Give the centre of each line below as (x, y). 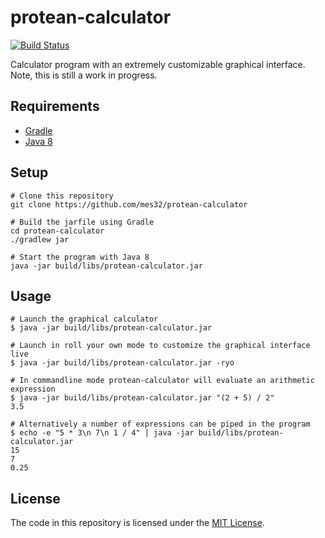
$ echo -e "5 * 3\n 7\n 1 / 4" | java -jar (102, 433)
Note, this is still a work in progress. (84, 75)
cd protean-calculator (57, 231)
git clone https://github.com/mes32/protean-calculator (129, 204)
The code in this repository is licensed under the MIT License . (137, 523)
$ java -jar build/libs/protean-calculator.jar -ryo (122, 363)
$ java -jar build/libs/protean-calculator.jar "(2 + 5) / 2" (142, 398)
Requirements (55, 106)
